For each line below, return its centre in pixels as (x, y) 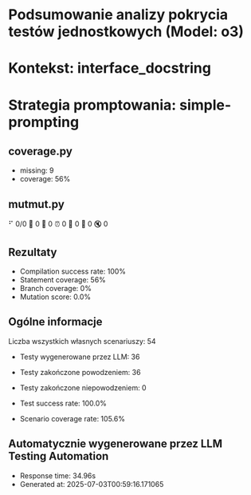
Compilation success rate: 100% (73, 271)
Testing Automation (59, 456)
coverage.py (41, 151)
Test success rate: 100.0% (63, 403)
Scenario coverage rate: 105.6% (73, 418)
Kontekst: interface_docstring (110, 68)
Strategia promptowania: (92, 105)
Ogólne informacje (55, 322)
